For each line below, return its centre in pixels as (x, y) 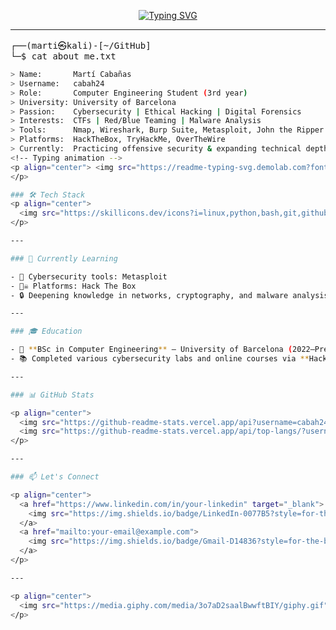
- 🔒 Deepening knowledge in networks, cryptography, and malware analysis (169, 295)
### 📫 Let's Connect (55, 477)
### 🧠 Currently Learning (64, 258)
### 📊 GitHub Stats (52, 395)
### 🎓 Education (46, 331)
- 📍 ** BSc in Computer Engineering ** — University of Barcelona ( (151, 350)
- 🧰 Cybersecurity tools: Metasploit (89, 276)
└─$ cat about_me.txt (63, 56)
